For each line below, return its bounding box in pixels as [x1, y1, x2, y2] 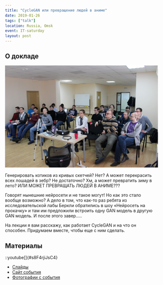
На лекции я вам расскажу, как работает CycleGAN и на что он [5, 222, 137, 228]
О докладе [5, 52, 39, 60]
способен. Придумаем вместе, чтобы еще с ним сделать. [5, 228, 125, 233]
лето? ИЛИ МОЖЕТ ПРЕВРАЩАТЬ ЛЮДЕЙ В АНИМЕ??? [5, 183, 120, 189]
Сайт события [12, 269, 41, 275]
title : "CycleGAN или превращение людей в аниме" [5, 8, 108, 13]
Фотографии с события [12, 274, 61, 280]
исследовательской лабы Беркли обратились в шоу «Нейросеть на [5, 203, 146, 209]
